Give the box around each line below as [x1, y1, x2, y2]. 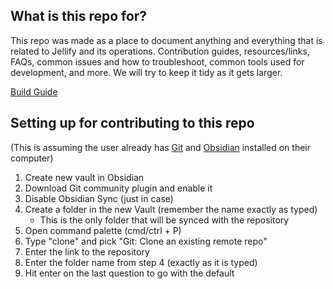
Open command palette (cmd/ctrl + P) [24, 224, 182, 236]
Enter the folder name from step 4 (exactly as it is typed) [24, 256, 258, 268]
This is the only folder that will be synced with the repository [39, 214, 290, 226]
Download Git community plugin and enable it [24, 182, 213, 194]
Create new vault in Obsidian [24, 171, 145, 183]
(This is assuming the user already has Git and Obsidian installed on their [10, 141, 312, 153]
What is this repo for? [10, 8, 148, 25]
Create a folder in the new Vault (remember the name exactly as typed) [24, 203, 318, 215]
